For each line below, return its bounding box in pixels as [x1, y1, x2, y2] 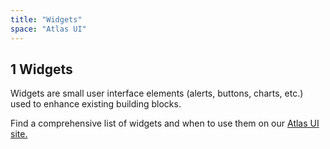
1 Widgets [10, 61, 73, 78]
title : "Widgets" [10, 14, 83, 25]
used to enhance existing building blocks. [10, 98, 182, 110]
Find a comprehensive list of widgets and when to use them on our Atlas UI [10, 117, 320, 130]
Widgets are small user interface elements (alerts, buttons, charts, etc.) [10, 87, 304, 100]
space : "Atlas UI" [10, 24, 87, 34]
